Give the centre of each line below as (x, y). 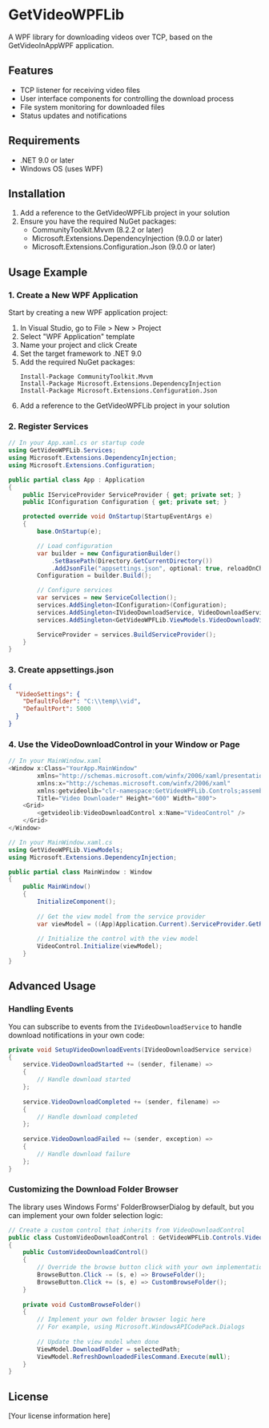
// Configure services (75, 591)
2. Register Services (48, 426)
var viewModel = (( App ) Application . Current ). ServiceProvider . (143, 924)
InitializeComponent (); (76, 902)
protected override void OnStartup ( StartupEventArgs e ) (118, 517)
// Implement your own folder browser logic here (121, 1320)
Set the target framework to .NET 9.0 (81, 353)
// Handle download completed (87, 1117)
